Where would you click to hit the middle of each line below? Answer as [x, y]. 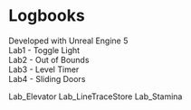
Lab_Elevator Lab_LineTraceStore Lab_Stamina [95, 96]
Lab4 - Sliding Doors [47, 78]
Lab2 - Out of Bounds [49, 60]
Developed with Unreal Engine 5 [68, 41]
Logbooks [47, 16]
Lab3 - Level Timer [44, 69]
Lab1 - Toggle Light [44, 50]
